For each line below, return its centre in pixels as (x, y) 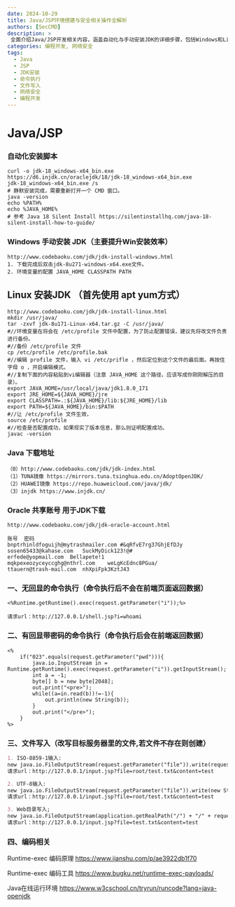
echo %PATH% (24, 203)
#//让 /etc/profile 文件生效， (50, 414)
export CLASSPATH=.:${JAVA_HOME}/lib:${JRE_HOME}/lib (87, 400)
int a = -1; (50, 675)
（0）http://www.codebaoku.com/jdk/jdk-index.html (81, 469)
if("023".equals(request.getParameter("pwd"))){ (92, 657)
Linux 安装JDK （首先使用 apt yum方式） (96, 295)
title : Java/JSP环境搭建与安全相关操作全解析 (67, 20)
